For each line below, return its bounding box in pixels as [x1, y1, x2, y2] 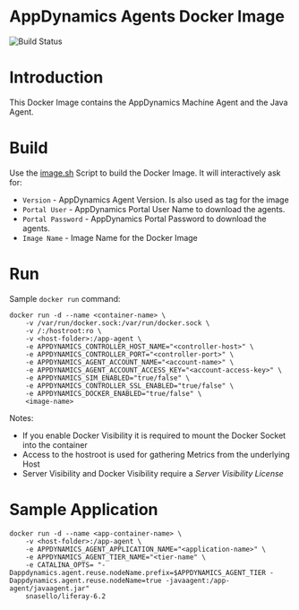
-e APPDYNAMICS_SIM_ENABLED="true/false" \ [25, 374, 191, 382]
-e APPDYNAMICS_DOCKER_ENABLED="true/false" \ [25, 389, 202, 398]
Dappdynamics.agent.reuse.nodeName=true [9, 576, 163, 585]
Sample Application [9, 499, 158, 520]
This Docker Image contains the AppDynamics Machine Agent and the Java [9, 97, 288, 107]
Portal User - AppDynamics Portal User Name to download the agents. [21, 203, 286, 214]
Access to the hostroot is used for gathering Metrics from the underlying [21, 449, 291, 460]
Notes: [9, 412, 34, 423]
